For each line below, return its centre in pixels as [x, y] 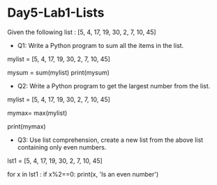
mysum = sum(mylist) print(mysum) [59, 72]
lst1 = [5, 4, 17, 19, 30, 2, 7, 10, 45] [55, 161]
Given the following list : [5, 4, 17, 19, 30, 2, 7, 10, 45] [82, 32]
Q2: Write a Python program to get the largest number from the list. [114, 86]
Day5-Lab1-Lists [56, 13]
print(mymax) [27, 126]
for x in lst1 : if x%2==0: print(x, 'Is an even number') [83, 174]
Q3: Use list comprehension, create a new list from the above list [110, 140]
